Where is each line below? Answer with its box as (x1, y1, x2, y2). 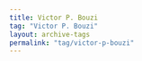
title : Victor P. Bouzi (9, 13, 99, 22)
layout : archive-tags (9, 30, 91, 39)
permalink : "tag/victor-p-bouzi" (9, 38, 135, 48)
